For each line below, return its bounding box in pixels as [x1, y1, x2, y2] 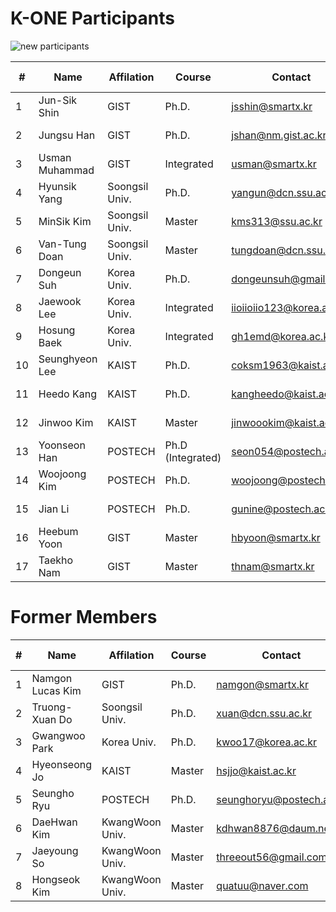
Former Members [10, 606, 158, 629]
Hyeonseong [31, 757, 93, 771]
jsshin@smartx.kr [231, 99, 313, 113]
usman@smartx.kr [231, 157, 317, 171]
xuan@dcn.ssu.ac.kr [216, 706, 313, 720]
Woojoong [38, 467, 87, 481]
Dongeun [38, 265, 82, 279]
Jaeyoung [31, 843, 79, 857]
